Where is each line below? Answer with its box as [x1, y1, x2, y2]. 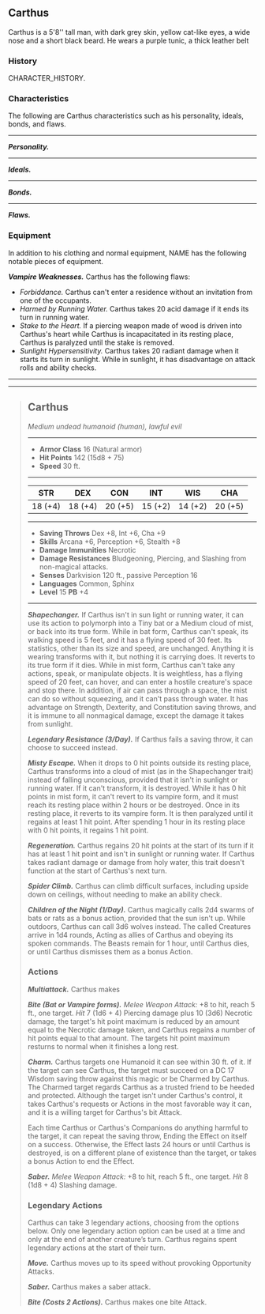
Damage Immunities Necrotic [39, 545, 136, 554]
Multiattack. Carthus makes [27, 984, 121, 994]
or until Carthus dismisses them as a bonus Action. [27, 946, 193, 956]
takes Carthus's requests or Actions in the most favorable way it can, [27, 1099, 252, 1108]
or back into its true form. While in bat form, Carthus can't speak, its [27, 626, 248, 636]
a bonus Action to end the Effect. [27, 1156, 135, 1165]
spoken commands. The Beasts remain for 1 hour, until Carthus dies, [27, 938, 250, 948]
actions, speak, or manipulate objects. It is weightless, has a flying [27, 668, 243, 678]
